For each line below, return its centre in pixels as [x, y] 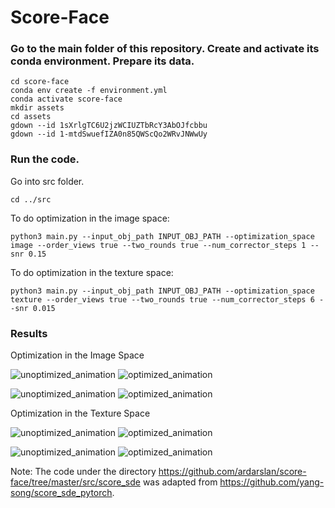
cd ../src [31, 199]
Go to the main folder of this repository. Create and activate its [165, 49]
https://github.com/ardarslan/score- [232, 472]
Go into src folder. [47, 181]
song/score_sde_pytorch [61, 493]
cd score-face [40, 82]
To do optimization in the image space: [90, 218]
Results [29, 333]
